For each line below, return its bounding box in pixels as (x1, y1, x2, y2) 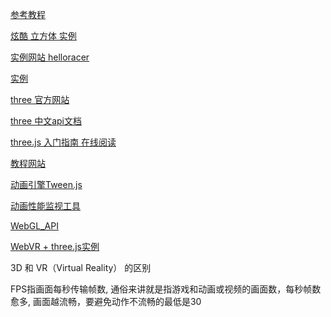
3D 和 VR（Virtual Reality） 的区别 (10, 262, 152, 273)
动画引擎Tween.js (10, 179, 83, 190)
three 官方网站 (10, 94, 70, 105)
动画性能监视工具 (10, 200, 81, 212)
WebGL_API (10, 220, 59, 232)
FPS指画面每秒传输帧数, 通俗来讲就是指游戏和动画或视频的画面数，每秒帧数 (10, 283, 322, 295)
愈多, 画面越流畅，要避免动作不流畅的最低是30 (10, 296, 202, 307)
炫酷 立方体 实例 (10, 30, 77, 42)
